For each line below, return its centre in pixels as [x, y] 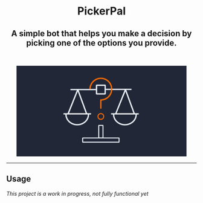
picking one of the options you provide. [101, 43]
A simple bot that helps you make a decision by [101, 34]
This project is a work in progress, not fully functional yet [78, 193]
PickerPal [101, 11]
